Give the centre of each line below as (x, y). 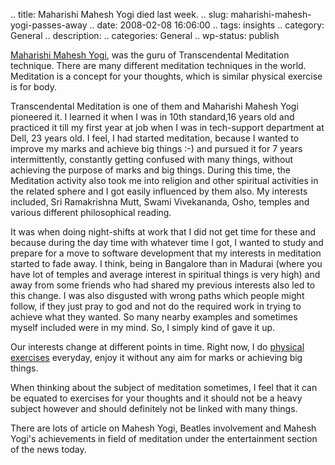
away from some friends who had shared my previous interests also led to (163, 285)
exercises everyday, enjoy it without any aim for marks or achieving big (156, 357)
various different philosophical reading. (91, 212)
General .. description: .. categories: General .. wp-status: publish (145, 35)
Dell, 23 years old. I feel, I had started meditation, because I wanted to (155, 138)
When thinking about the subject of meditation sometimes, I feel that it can (164, 387)
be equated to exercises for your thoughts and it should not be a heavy (156, 398)
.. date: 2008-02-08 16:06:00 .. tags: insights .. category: (207, 25)
